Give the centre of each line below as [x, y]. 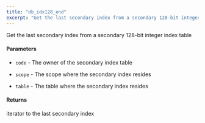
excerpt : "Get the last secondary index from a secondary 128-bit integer [103, 18]
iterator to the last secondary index [50, 113]
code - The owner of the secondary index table [74, 62]
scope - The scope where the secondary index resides [83, 74]
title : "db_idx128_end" [37, 12]
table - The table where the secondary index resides [81, 86]
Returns [17, 100]
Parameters [21, 49]
